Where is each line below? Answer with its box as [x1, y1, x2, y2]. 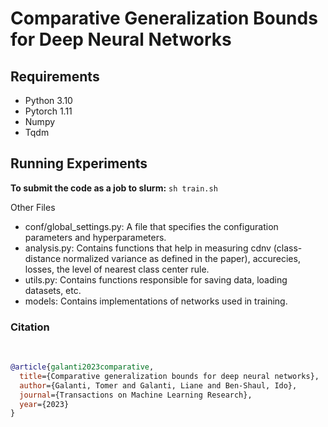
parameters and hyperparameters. [24, 231, 167, 243]
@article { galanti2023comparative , [10, 362, 155, 372]
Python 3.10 [24, 95, 73, 106]
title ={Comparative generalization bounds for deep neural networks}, [19, 371, 320, 381]
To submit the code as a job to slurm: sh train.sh [10, 182, 218, 194]
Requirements [10, 68, 100, 85]
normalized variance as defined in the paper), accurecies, [63, 252, 301, 264]
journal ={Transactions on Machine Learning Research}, [19, 390, 253, 400]
